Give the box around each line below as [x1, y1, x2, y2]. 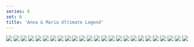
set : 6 [6, 14, 22, 20]
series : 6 [6, 8, 31, 15]
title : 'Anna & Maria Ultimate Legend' [6, 19, 104, 25]
